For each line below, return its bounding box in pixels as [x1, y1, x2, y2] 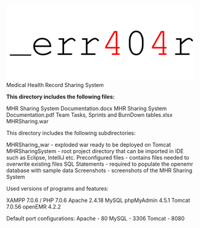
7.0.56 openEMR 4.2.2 [6, 203, 62, 210]
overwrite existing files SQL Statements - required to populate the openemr [6, 160, 193, 168]
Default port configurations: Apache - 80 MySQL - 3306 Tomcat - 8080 [6, 215, 185, 222]
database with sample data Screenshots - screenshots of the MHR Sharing [6, 167, 193, 174]
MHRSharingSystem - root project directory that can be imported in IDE [6, 148, 184, 155]
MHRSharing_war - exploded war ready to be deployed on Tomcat [6, 141, 171, 148]
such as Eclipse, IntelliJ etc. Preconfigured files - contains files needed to [6, 154, 189, 161]
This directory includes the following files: [6, 93, 115, 100]
